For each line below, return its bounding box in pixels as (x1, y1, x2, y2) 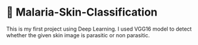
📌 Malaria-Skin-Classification (6, 5, 158, 19)
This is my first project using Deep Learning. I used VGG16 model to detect (6, 25, 192, 32)
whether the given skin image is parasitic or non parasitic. (6, 31, 150, 38)
